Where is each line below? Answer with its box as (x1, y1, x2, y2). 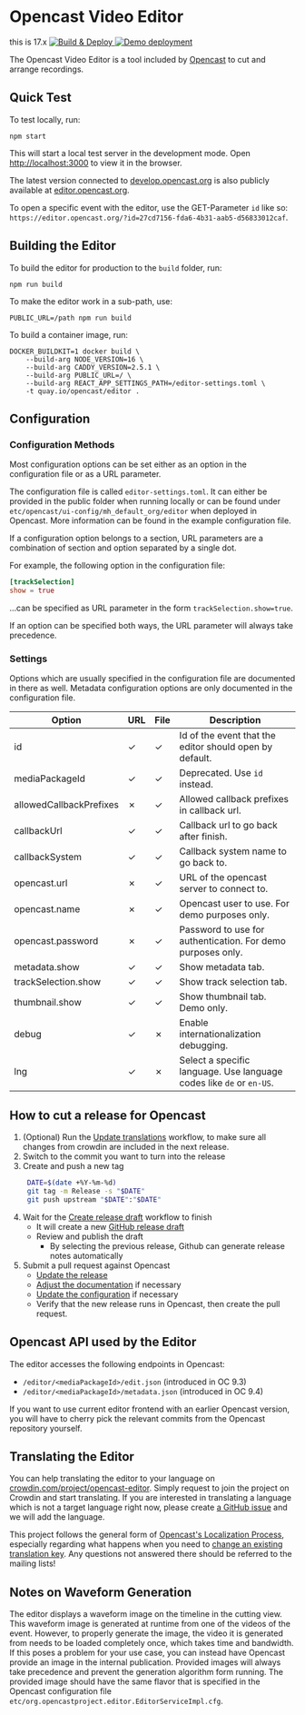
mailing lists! (9, 1558, 56, 1569)
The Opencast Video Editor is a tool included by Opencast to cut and (9, 54, 266, 64)
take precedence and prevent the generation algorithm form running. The (9, 1667, 284, 1678)
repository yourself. (9, 1423, 83, 1433)
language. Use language (179, 1066, 283, 1078)
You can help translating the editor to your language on (9, 1473, 215, 1484)
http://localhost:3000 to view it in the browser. (9, 157, 183, 168)
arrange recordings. (9, 64, 84, 74)
